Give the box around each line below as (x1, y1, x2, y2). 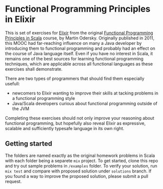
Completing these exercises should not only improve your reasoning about (5, 115, 154, 121)
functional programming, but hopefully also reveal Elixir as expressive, (5, 120, 146, 126)
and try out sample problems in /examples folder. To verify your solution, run (5, 163, 157, 169)
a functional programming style (12, 95, 75, 101)
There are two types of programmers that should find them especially (5, 76, 145, 81)
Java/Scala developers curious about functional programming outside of (12, 100, 158, 106)
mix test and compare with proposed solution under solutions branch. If (5, 168, 152, 174)
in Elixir (5, 14, 36, 25)
